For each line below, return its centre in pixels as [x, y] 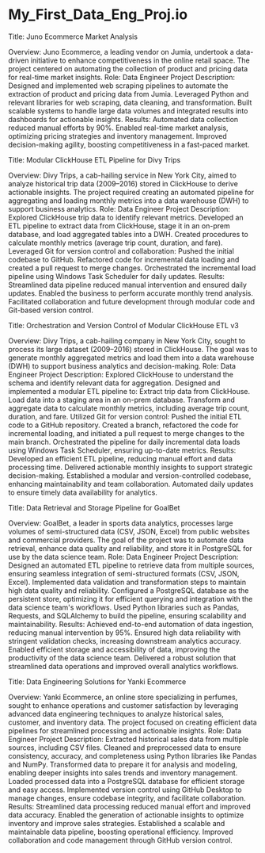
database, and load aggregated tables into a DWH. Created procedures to [129, 234]
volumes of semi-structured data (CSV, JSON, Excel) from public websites [129, 531]
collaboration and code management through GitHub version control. [121, 840]
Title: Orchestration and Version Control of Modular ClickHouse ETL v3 [123, 325]
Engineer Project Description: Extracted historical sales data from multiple [129, 739]
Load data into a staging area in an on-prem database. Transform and [121, 400]
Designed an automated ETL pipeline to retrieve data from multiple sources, [131, 565]
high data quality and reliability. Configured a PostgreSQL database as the [129, 590]
